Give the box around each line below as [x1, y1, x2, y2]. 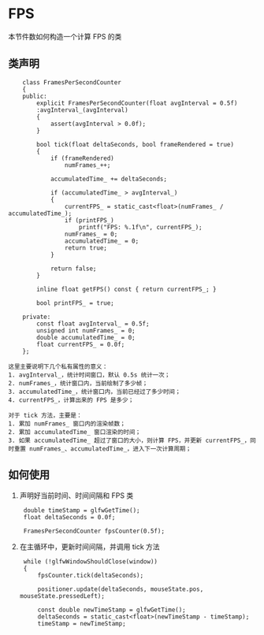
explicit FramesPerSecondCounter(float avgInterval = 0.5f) [36, 99, 238, 107]
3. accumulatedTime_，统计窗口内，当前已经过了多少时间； [8, 388, 181, 395]
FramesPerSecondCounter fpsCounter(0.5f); [23, 527, 165, 535]
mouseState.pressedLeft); [19, 592, 105, 600]
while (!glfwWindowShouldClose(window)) [23, 557, 158, 566]
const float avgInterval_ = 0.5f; [36, 320, 150, 328]
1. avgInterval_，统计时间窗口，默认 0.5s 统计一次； [8, 371, 171, 379]
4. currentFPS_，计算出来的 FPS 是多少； [8, 395, 134, 404]
